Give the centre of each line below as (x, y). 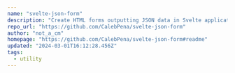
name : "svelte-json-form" (45, 14)
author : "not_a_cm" (36, 33)
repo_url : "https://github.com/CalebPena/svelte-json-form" (97, 26)
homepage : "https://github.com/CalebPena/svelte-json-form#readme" (108, 40)
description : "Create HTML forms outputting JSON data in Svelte (104, 20)
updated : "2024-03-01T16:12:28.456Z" (62, 46)
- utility (28, 59)
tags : (15, 53)
